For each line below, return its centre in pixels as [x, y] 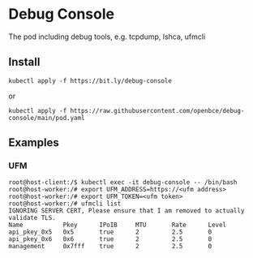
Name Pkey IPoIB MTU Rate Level [118, 225]
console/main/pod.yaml [47, 118]
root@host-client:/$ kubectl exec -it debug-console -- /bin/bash [123, 183]
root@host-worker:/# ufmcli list [65, 204]
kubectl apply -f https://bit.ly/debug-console [90, 81]
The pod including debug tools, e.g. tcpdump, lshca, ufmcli [107, 37]
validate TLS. [32, 218]
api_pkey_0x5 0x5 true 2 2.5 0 [110, 232]
